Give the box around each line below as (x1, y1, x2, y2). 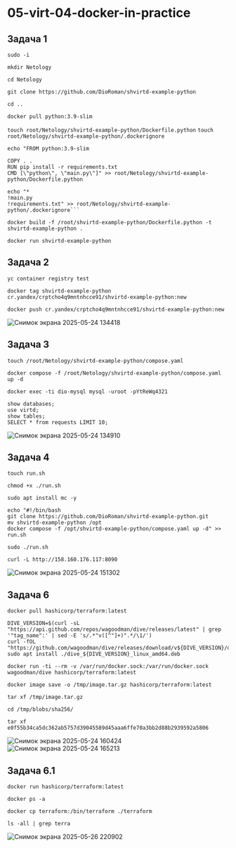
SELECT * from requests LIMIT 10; (7, 418, 109, 426)
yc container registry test (7, 275, 90, 282)
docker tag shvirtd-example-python (7, 287, 112, 295)
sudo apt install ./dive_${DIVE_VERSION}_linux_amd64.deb (7, 650, 181, 658)
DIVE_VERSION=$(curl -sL (7, 620, 80, 627)
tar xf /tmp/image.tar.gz (7, 694, 83, 701)
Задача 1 (7, 33, 48, 45)
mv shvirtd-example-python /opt (7, 519, 102, 527)
